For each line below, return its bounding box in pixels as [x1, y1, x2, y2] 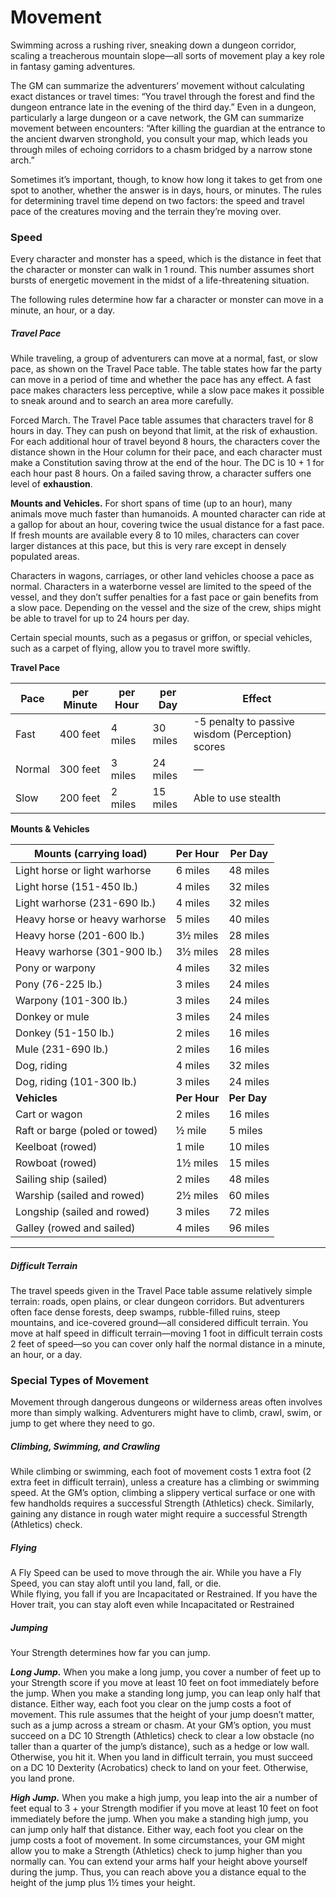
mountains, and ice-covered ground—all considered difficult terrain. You [10, 1317, 309, 1329]
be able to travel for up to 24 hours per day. [10, 612, 190, 625]
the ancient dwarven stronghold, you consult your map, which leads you [10, 132, 308, 145]
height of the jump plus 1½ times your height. [10, 1877, 196, 1889]
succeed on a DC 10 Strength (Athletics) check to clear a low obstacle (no [10, 1730, 315, 1742]
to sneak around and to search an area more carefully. [10, 395, 234, 407]
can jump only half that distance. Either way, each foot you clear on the [10, 1824, 304, 1836]
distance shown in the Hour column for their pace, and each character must [10, 446, 323, 458]
